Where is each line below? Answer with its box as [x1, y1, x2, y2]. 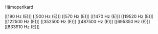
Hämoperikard [4, 4, 34, 10]
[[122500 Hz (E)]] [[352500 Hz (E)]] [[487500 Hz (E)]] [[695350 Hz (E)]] [4, 19, 150, 24]
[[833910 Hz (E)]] [4, 24, 40, 30]
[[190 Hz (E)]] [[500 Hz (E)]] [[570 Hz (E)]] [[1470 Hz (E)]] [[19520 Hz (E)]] [4, 14, 154, 19]
